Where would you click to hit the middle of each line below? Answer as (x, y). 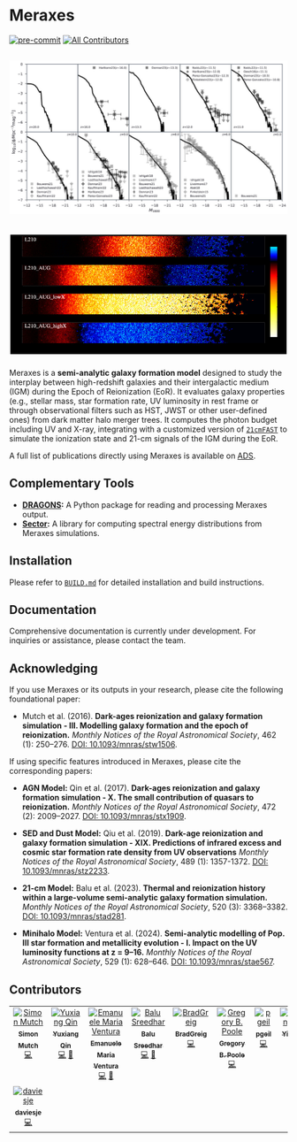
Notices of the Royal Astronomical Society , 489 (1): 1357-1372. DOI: (145, 862)
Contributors (46, 989)
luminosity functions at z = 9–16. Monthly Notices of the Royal (137, 953)
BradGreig (191, 1034)
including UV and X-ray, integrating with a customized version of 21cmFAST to (148, 429)
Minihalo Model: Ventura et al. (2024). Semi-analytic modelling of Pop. (153, 933)
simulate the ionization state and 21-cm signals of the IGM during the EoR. (144, 439)
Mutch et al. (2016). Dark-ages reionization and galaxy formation (142, 717)
